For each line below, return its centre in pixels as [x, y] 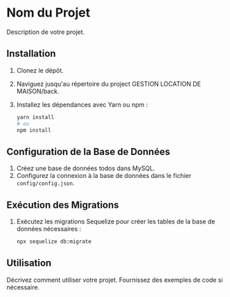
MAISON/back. [38, 91]
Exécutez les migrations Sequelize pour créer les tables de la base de [116, 222]
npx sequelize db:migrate [54, 242]
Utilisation [29, 263]
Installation [31, 54]
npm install [34, 130]
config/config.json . [45, 183]
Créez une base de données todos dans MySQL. [86, 168]
